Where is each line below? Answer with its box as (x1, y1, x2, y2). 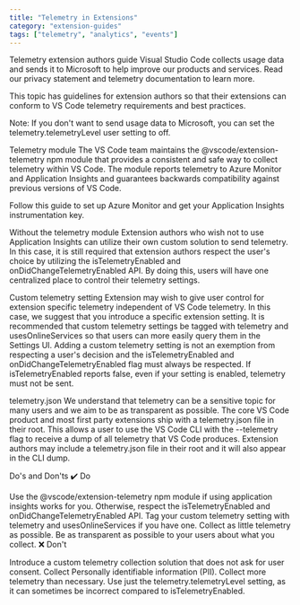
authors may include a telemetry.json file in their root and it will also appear (9, 443, 287, 454)
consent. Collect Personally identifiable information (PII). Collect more (9, 566, 267, 577)
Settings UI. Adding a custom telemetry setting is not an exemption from (9, 340, 276, 351)
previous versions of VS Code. (9, 183, 123, 194)
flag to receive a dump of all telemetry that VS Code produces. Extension (9, 434, 279, 444)
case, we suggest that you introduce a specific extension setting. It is (9, 311, 265, 322)
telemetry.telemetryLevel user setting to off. (9, 127, 171, 138)
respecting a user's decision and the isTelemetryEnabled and (9, 349, 235, 360)
